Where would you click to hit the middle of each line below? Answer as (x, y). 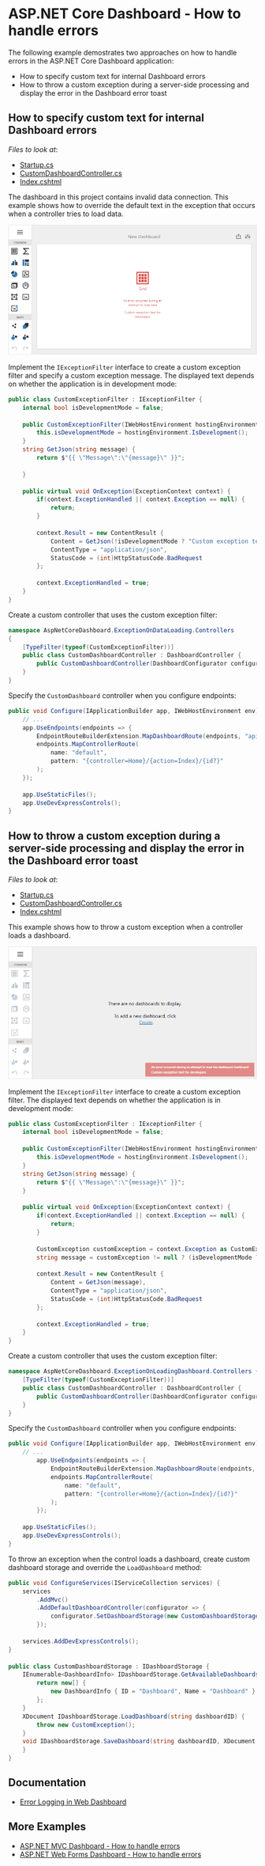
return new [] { (62, 1683)
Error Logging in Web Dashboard (73, 1802)
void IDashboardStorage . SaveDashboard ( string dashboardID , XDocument (139, 1742)
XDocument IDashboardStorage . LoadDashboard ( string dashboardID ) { (134, 1716)
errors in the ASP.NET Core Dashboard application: (91, 61)
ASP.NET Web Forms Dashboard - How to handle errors (110, 1854)
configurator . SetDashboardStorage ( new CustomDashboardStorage (155, 1616)
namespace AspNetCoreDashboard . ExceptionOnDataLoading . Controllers (121, 630)
